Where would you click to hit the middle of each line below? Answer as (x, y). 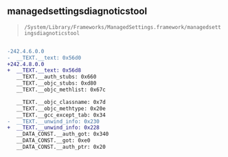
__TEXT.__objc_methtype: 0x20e (61, 108)
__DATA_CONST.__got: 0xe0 (53, 140)
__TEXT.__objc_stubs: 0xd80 (56, 83)
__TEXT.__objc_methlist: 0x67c (61, 90)
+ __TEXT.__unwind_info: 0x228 (53, 128)
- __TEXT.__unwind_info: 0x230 (53, 121)
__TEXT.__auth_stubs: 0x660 (56, 77)
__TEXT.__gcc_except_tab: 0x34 (61, 115)
